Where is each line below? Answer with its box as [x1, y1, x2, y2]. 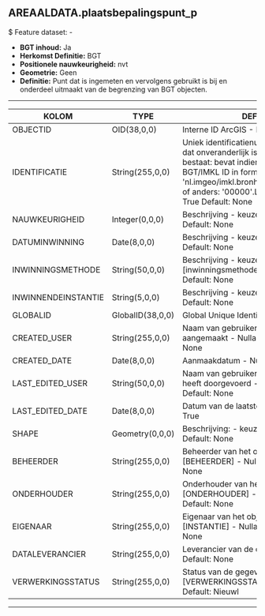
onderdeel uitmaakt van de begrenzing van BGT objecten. [19, 85, 207, 94]
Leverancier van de [182, 543, 254, 554]
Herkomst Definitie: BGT [19, 51, 102, 60]
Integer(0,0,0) [111, 213, 164, 224]
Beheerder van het [182, 445, 251, 456]
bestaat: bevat [182, 156, 235, 167]
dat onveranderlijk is [182, 146, 258, 157]
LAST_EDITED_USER [12, 377, 88, 389]
